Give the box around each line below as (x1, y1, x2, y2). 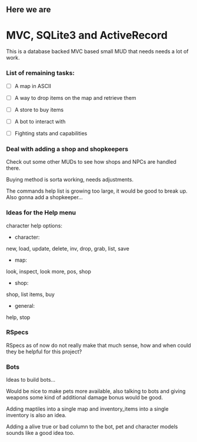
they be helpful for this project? (6, 348, 82, 355)
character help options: (6, 222, 63, 229)
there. (6, 165, 21, 172)
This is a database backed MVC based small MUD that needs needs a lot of (6, 48, 189, 55)
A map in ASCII (14, 82, 51, 89)
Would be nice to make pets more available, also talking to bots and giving (6, 388, 186, 395)
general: (14, 302, 35, 309)
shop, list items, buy (6, 291, 55, 298)
